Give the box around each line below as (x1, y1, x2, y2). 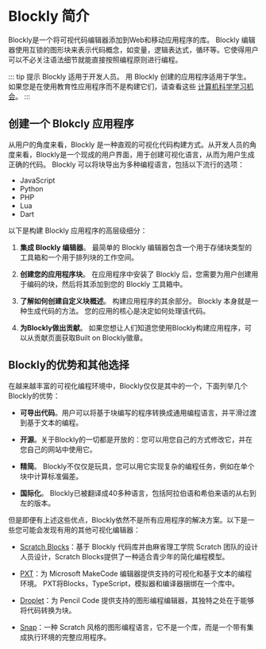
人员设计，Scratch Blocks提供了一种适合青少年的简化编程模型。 (19, 551, 229, 561)
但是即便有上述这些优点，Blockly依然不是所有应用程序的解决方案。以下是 (8, 515, 248, 524)
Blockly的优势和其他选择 (8, 358, 129, 372)
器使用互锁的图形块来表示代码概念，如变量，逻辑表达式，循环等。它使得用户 (8, 44, 259, 54)
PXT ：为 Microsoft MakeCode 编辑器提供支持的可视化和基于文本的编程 (19, 569, 253, 578)
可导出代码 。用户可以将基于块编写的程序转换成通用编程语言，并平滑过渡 (19, 408, 256, 417)
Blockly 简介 (8, 7, 90, 25)
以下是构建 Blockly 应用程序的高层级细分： (8, 226, 148, 235)
